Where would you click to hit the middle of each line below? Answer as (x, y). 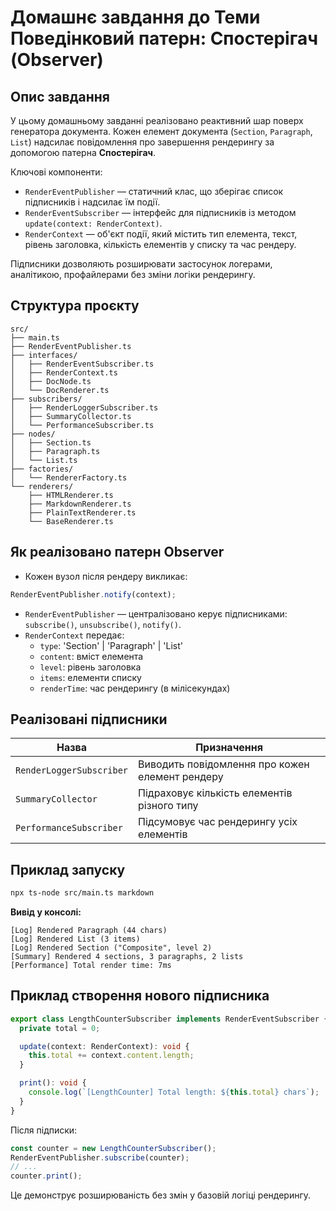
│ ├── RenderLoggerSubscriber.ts (84, 407)
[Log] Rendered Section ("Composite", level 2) (111, 948)
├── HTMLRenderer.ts (71, 495)
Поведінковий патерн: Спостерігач (164, 38)
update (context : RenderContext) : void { (104, 1046)
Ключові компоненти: (56, 172)
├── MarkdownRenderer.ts (80, 504)
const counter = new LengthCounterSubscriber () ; (113, 1148)
